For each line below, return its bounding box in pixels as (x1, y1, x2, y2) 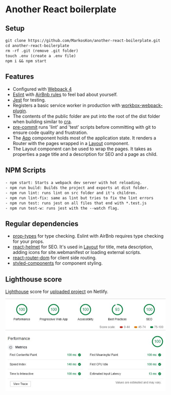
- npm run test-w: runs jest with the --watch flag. (5, 205, 120, 211)
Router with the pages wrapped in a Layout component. (12, 140, 130, 146)
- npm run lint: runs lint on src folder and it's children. (5, 190, 138, 195)
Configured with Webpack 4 (12, 86, 72, 92)
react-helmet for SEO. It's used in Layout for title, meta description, (12, 244, 154, 250)
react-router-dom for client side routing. (12, 254, 97, 261)
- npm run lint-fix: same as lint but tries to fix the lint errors (5, 195, 154, 200)
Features (5, 73, 34, 81)
